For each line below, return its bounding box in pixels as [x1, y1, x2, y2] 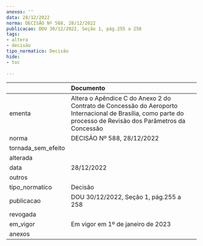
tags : [6, 31, 20, 37]
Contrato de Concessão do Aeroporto [71, 102, 178, 110]
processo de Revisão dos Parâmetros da [71, 117, 186, 125]
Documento [71, 84, 106, 92]
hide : [6, 54, 20, 60]
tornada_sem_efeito [9, 144, 65, 153]
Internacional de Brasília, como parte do [71, 109, 184, 118]
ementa [9, 109, 31, 118]
